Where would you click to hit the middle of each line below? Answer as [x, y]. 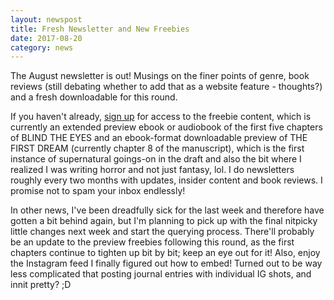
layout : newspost [46, 19]
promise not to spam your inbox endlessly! [98, 191]
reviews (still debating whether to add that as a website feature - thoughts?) [166, 87]
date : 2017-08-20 [46, 38]
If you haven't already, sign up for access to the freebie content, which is [161, 117]
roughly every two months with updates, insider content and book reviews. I [166, 180]
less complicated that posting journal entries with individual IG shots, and [161, 274]
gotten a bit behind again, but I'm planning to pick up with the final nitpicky [164, 221]
